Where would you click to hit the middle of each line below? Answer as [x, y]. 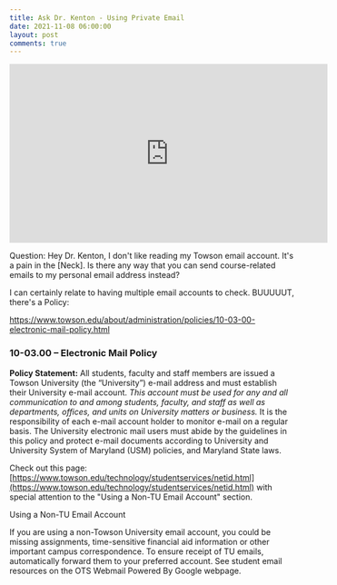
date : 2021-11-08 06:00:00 [60, 26]
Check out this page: [49, 468]
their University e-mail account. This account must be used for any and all [149, 392]
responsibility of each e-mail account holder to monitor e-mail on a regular [149, 421]
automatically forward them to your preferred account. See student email [146, 560]
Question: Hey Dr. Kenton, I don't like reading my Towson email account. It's [151, 256]
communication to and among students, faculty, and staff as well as [138, 402]
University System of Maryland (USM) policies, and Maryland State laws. [145, 450]
